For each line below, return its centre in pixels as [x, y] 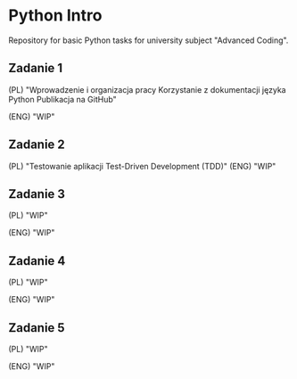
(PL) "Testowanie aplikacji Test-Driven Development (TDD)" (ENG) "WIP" [142, 166]
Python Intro [55, 16]
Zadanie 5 [37, 328]
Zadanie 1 [36, 68]
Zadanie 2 [37, 145]
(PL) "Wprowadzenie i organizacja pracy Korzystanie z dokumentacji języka [147, 89]
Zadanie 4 [37, 261]
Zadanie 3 [37, 194]
